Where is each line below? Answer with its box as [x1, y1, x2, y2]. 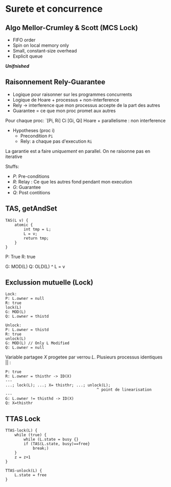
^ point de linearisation [96, 387, 152, 393]
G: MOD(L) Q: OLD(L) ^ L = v [5, 263, 65, 269]
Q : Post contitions [12, 189, 51, 195]
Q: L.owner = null [5, 345, 44, 350]
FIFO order [12, 37, 36, 43]
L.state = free [14, 473, 47, 478]
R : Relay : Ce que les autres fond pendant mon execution [12, 178, 133, 185]
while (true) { [14, 432, 47, 438]
